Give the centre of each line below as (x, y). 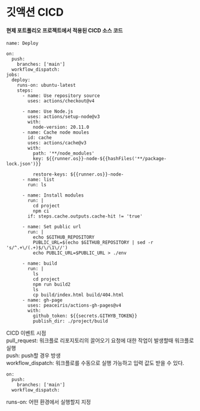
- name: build (40, 264)
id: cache (40, 138)
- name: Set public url (52, 227)
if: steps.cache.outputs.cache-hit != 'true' (85, 216)
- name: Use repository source (61, 96)
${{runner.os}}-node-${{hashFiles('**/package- (107, 159)
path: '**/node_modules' (64, 153)
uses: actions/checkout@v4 (61, 101)
